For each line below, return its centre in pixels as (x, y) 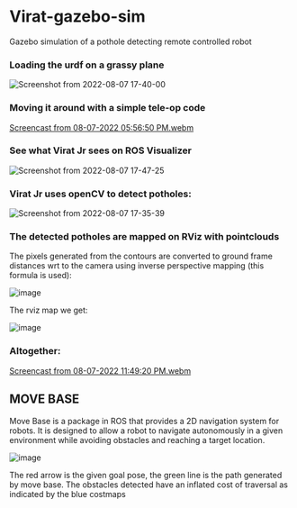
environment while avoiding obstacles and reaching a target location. (137, 440)
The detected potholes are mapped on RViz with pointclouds (144, 237)
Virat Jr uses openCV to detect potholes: (100, 194)
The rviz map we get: (49, 310)
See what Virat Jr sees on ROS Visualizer (100, 150)
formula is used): (40, 276)
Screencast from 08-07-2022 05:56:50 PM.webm (102, 127)
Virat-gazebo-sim (77, 17)
